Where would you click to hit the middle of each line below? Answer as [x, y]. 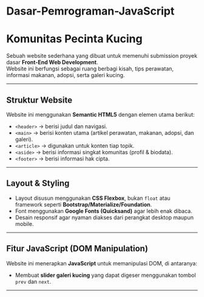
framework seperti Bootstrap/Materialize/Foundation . [83, 204]
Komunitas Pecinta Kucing [74, 39]
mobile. [25, 224]
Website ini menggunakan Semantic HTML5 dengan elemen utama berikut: [101, 114]
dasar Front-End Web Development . [52, 63]
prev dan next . [33, 281]
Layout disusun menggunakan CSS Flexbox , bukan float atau [93, 198]
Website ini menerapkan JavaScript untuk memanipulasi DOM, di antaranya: [102, 263]
